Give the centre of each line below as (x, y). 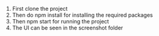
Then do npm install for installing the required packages (82, 15)
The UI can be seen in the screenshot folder (68, 28)
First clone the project (40, 9)
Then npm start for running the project (61, 21)
